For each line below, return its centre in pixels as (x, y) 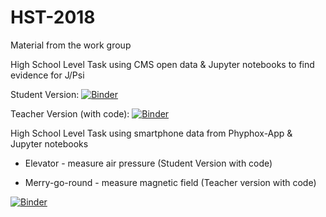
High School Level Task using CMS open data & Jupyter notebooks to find (162, 64)
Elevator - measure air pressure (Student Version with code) (148, 163)
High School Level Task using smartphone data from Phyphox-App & (151, 133)
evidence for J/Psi (47, 75)
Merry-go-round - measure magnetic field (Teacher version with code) (170, 182)
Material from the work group (71, 45)
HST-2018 (53, 17)
